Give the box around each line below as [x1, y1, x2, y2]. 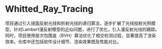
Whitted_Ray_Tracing [5, 3, 94, 15]
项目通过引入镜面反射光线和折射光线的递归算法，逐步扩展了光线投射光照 [5, 20, 151, 26]
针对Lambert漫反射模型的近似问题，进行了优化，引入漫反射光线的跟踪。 [13, 26, 160, 32]
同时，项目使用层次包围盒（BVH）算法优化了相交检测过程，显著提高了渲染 [5, 32, 156, 38]
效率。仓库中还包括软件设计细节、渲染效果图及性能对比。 [5, 38, 121, 45]
